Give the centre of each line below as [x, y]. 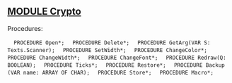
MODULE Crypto [44, 12]
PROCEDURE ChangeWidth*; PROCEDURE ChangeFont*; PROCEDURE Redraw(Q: [117, 58]
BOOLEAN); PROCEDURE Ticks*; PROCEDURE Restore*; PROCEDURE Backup [116, 65]
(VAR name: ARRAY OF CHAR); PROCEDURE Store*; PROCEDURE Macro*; [111, 72]
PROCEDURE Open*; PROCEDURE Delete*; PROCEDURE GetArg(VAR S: [112, 43]
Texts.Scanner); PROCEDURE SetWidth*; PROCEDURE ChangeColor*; [107, 50]
